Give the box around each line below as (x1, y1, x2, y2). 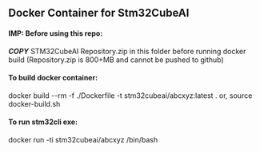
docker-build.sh (8, 99, 61, 108)
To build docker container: (8, 73, 98, 83)
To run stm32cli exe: (8, 117, 78, 127)
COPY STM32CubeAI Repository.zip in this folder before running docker (8, 46, 246, 56)
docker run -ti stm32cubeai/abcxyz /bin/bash (8, 135, 158, 144)
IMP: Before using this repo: (8, 28, 103, 38)
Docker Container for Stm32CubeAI (8, 6, 190, 20)
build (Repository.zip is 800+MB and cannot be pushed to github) (8, 55, 224, 64)
